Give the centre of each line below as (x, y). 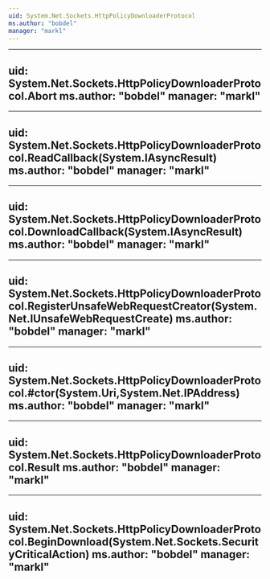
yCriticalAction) (49, 554)
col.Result (34, 467)
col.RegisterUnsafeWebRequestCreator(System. (133, 306)
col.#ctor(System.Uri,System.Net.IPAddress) (124, 394)
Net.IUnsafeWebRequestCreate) (91, 319)
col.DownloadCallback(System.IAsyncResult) (126, 232)
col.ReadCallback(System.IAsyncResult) (112, 158)
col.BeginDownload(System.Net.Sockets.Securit (133, 542)
